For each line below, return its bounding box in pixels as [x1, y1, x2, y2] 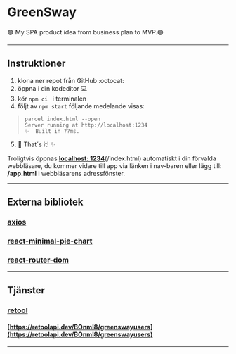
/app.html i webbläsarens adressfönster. [7, 169, 125, 177]
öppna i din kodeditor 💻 [17, 84, 88, 92]
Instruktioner [7, 58, 66, 70]
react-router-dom [7, 255, 69, 265]
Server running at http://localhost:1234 [24, 121, 147, 129]
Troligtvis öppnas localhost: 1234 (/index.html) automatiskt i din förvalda [7, 154, 216, 163]
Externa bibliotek [7, 196, 84, 208]
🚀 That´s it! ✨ [17, 140, 56, 148]
